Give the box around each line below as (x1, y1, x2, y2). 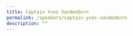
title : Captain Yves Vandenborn (6, 9, 89, 15)
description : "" (6, 20, 48, 26)
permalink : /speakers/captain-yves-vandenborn (6, 15, 127, 21)
